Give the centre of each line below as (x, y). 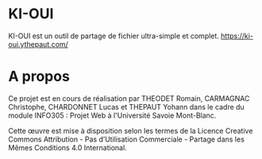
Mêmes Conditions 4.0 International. (67, 147)
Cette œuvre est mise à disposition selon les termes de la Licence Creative (131, 130)
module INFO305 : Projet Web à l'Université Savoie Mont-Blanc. (112, 115)
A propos (39, 77)
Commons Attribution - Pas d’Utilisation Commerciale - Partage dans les (126, 139)
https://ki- (237, 36)
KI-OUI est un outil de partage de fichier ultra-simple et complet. (114, 36)
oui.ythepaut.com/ (39, 44)
